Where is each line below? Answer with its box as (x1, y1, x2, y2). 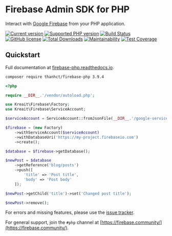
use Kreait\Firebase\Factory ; (5, 102, 70, 107)
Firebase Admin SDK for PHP (5, 4, 130, 15)
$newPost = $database (5, 158, 52, 163)
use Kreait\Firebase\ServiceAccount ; (5, 106, 86, 112)
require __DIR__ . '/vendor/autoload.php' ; (5, 93, 95, 98)
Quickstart (5, 51, 40, 59)
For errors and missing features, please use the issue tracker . (5, 209, 135, 216)
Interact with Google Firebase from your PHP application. (5, 20, 126, 27)
